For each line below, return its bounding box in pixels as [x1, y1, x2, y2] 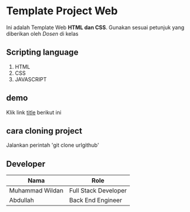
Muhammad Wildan [9, 186, 64, 195]
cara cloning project [6, 126, 82, 136]
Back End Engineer [69, 196, 122, 204]
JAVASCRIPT [14, 75, 47, 83]
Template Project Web [6, 4, 118, 18]
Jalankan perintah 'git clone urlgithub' [6, 141, 99, 149]
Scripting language [6, 48, 79, 58]
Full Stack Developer [69, 186, 127, 195]
